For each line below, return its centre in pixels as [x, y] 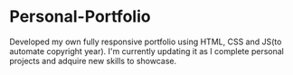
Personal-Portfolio [80, 17]
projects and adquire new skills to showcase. [93, 61]
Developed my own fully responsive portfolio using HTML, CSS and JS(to [146, 42]
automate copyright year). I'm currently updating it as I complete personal [147, 51]
